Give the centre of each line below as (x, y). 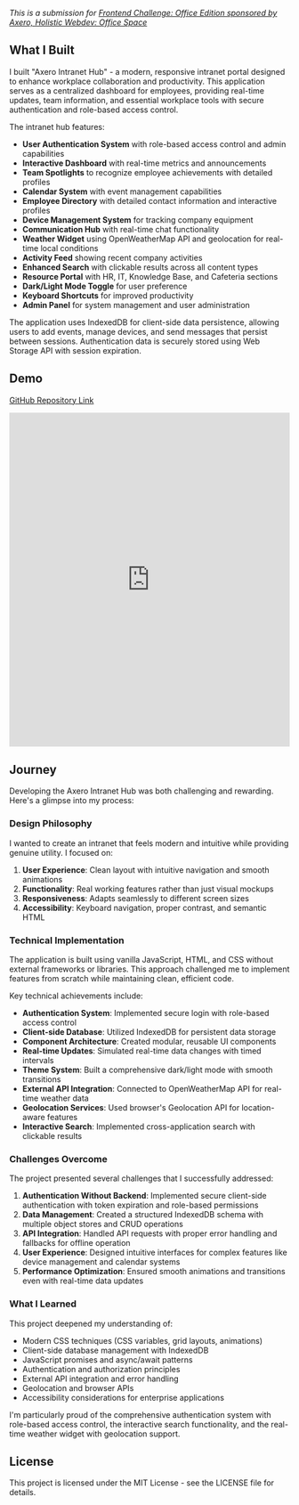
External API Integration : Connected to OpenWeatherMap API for (142, 1089)
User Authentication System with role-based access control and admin (154, 144)
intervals (38, 1061)
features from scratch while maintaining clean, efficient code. (121, 979)
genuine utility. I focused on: (61, 852)
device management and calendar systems (101, 1262)
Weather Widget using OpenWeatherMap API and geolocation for (143, 239)
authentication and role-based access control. (94, 110)
